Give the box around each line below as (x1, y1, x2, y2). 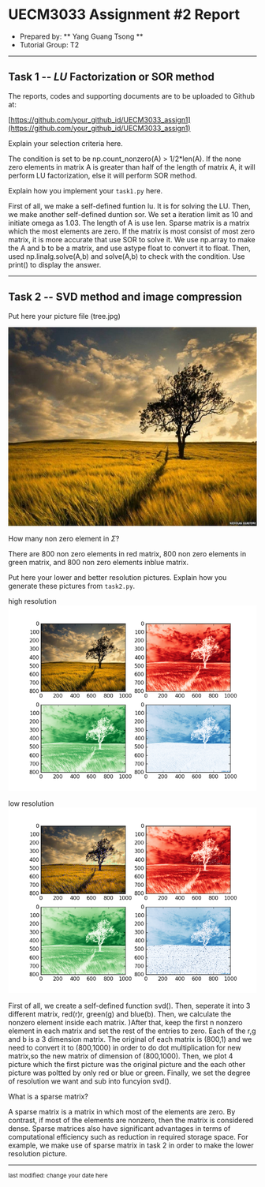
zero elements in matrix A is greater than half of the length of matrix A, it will (8, 162, 256, 171)
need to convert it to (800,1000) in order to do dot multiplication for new (8, 1043, 242, 1052)
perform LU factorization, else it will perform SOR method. (8, 170, 197, 180)
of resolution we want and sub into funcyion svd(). (8, 1076, 172, 1086)
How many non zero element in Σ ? (8, 534, 120, 543)
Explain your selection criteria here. (8, 138, 124, 148)
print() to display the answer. (8, 260, 102, 269)
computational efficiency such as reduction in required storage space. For (8, 1132, 248, 1141)
